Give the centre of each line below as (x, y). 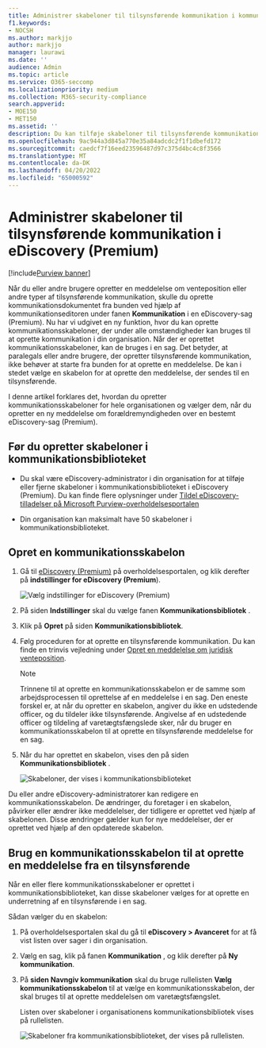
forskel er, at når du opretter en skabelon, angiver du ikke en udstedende (139, 706)
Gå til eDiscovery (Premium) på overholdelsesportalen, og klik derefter (135, 572)
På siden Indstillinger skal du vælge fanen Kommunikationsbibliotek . (135, 611)
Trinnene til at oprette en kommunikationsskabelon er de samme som (132, 689)
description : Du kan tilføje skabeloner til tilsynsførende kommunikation (134, 133)
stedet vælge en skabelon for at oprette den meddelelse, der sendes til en (129, 372)
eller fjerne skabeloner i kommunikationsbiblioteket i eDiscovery (124, 487)
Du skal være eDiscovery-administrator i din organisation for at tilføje (132, 478)
